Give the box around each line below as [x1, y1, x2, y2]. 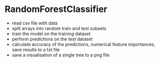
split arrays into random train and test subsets [11, 25, 107, 31]
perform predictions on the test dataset [11, 36, 93, 42]
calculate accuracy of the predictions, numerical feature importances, [11, 41, 156, 47]
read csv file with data [11, 20, 58, 26]
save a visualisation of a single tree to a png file [11, 51, 110, 58]
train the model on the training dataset [11, 30, 91, 36]
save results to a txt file [11, 46, 60, 52]
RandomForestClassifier [4, 3, 108, 15]
